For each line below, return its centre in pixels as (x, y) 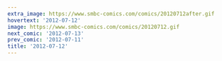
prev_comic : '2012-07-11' (46, 40)
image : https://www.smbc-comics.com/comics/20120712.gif (94, 27)
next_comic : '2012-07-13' (46, 33)
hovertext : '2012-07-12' (44, 20)
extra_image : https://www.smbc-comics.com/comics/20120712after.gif (111, 14)
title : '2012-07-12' (38, 46)
